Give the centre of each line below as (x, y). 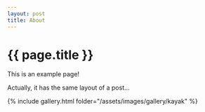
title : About (26, 20)
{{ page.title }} (51, 55)
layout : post (26, 14)
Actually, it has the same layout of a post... (68, 87)
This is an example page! (43, 74)
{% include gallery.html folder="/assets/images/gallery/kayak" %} (102, 101)
